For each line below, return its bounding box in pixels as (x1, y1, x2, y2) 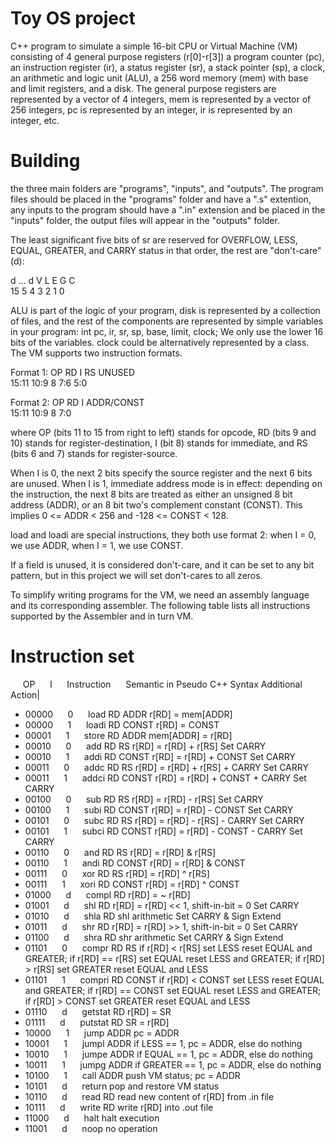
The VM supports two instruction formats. (10, 347, 183, 359)
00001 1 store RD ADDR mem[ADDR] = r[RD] (24, 729, 233, 741)
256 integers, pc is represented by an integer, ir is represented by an (10, 103, 293, 116)
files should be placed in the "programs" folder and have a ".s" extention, (10, 193, 312, 205)
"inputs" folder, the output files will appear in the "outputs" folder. (10, 214, 280, 226)
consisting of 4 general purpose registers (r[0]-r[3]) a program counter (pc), (10, 50, 325, 62)
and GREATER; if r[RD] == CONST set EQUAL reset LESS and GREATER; (24, 984, 322, 996)
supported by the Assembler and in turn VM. (10, 610, 194, 622)
